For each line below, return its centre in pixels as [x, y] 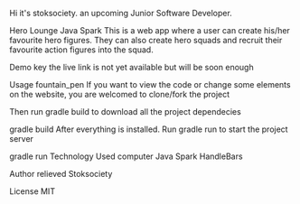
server [22, 139]
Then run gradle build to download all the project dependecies [125, 111]
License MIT [33, 191]
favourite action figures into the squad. [81, 50]
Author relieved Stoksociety [61, 174]
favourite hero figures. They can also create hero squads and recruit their [146, 40]
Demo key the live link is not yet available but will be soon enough [132, 67]
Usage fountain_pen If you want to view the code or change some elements [150, 84]
